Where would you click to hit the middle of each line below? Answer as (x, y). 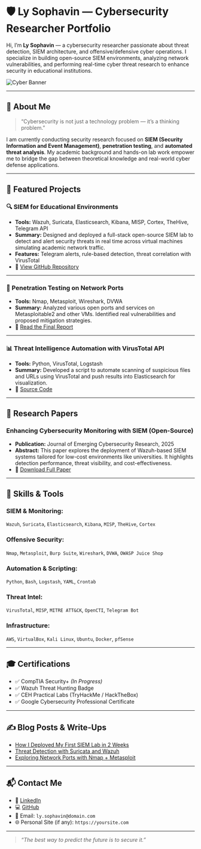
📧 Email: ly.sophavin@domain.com (55, 816)
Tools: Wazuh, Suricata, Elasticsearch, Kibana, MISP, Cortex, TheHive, (102, 222)
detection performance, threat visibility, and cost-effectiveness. (93, 463)
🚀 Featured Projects (44, 190)
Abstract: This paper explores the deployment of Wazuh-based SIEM (100, 450)
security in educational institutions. (49, 70)
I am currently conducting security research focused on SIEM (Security (95, 139)
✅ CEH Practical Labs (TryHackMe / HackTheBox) (77, 695)
